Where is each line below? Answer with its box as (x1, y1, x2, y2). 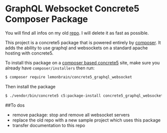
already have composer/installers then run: (5, 65, 95, 71)
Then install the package (5, 83, 56, 89)
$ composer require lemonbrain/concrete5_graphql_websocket (5, 74, 133, 79)
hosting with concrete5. (5, 50, 54, 56)
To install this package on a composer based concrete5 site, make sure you (5, 60, 160, 66)
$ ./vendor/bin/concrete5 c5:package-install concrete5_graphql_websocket (5, 93, 164, 98)
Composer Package (5, 13, 88, 25)
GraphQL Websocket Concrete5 (5, 3, 140, 14)
